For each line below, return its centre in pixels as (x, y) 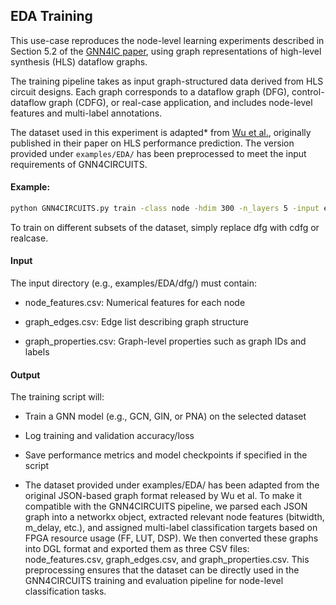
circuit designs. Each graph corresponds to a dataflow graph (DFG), (150, 91)
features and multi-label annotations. (86, 113)
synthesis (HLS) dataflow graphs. (79, 61)
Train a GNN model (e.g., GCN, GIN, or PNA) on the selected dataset (165, 416)
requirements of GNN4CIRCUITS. (79, 164)
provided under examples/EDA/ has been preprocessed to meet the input (158, 153)
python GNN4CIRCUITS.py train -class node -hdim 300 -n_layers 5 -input (165, 209)
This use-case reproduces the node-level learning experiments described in (167, 40)
